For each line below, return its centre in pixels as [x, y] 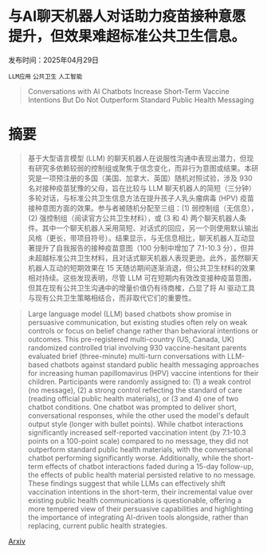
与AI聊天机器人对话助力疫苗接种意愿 [127, 16]
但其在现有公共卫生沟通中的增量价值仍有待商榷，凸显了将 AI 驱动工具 [141, 287]
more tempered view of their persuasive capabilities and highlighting [140, 508]
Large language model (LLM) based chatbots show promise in [130, 314]
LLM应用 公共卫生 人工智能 [45, 77]
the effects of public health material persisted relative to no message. [142, 475]
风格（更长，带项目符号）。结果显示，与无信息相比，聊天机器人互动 [138, 238]
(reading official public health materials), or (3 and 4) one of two [133, 398]
